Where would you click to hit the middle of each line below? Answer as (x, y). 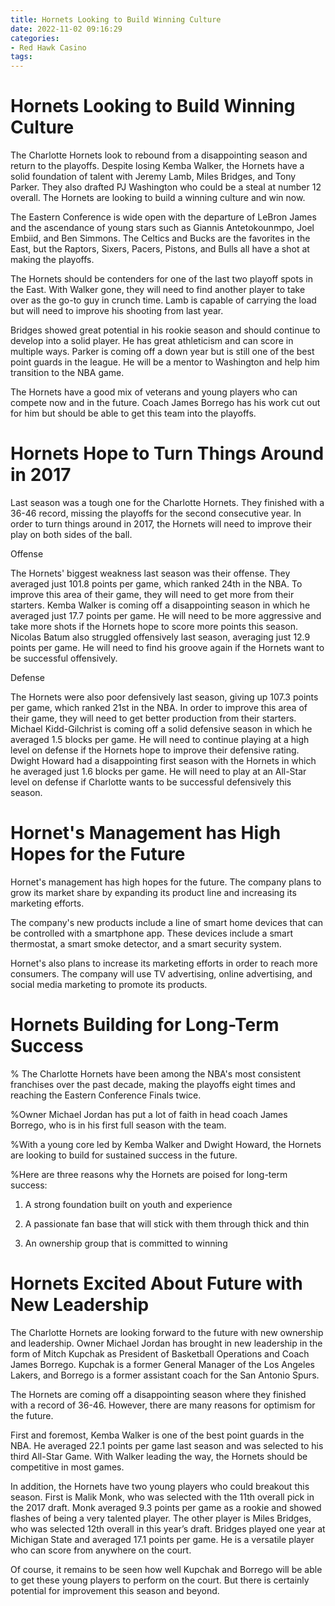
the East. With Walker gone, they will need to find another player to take (158, 290)
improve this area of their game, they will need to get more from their (152, 594)
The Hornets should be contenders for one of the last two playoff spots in (161, 279)
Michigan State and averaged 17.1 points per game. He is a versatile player (162, 1539)
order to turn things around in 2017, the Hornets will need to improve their (161, 524)
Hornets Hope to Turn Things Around (167, 453)
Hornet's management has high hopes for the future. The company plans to (166, 882)
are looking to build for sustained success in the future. (124, 1155)
